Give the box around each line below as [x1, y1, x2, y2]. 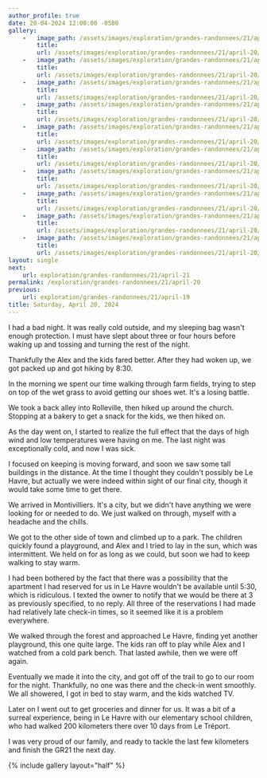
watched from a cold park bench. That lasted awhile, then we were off [8, 647, 238, 658]
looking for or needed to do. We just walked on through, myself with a [8, 508, 237, 518]
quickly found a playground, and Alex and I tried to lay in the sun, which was [8, 540, 258, 550]
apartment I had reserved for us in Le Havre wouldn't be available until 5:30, [8, 581, 257, 591]
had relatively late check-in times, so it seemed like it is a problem [8, 607, 224, 616]
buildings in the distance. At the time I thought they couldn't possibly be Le [8, 467, 253, 477]
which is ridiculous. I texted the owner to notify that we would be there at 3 [8, 590, 253, 599]
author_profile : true [8, 11, 80, 20]
